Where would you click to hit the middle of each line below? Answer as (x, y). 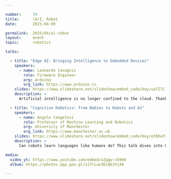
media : (12, 155)
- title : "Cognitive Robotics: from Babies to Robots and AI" (77, 108)
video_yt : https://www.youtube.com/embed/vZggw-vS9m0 (68, 160)
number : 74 (21, 14)
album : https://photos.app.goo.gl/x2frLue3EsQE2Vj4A (67, 164)
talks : (12, 52)
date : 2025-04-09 (31, 24)
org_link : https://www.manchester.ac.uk (67, 132)
